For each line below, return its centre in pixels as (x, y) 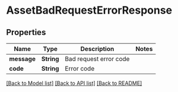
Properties (26, 32)
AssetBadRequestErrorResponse (89, 10)
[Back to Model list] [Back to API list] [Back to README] (74, 83)
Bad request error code (97, 59)
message (22, 59)
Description (97, 49)
